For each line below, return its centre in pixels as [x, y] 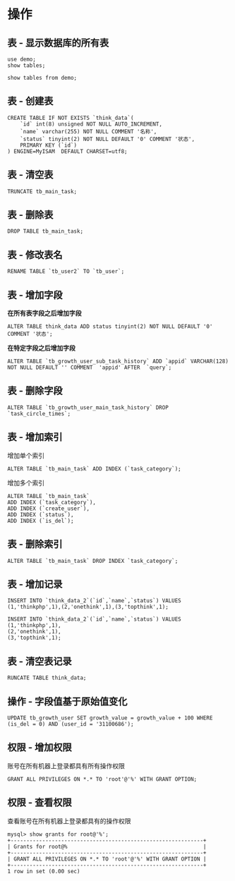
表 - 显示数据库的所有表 [58, 43]
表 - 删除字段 [35, 391]
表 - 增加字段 [35, 294]
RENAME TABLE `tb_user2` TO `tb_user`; [66, 272]
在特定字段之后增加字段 [41, 348]
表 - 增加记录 [35, 584]
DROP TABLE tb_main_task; [45, 231]
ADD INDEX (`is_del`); [41, 521]
